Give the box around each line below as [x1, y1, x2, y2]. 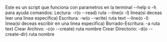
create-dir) [5, 31, 28, 37]
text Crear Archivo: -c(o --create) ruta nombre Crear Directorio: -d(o [5, 26, 148, 32]
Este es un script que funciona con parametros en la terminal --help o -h [5, 5, 157, 10]
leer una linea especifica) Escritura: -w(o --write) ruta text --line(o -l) [5, 15, 149, 21]
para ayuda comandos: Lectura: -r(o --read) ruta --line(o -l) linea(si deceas [5, 10, 162, 16]
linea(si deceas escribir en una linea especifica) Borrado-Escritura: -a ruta [5, 20, 160, 26]
